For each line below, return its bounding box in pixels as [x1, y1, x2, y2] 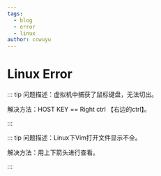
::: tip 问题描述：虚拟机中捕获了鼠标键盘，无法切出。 [7, 90, 158, 98]
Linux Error [7, 66, 73, 82]
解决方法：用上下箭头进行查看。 [7, 148, 99, 157]
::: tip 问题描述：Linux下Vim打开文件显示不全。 [7, 133, 141, 142]
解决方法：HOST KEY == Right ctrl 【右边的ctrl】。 [7, 105, 151, 114]
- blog [13, 17, 33, 24]
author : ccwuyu [7, 36, 52, 43]
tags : [7, 10, 23, 17]
